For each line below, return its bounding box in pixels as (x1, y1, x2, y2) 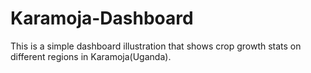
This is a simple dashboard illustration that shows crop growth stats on (10, 40, 302, 52)
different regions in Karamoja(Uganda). (10, 50, 172, 62)
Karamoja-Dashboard (10, 7, 194, 30)
